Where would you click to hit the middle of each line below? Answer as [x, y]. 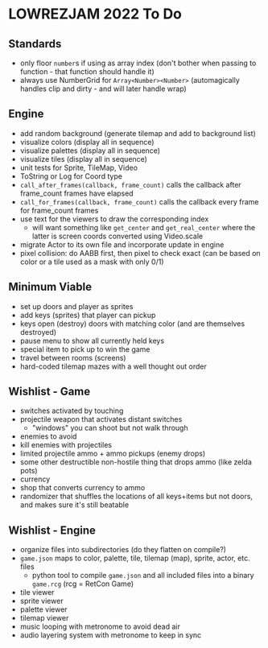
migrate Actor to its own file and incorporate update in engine [122, 244]
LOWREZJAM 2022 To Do [95, 14]
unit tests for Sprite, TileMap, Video [79, 167]
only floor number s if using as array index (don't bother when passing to [138, 63]
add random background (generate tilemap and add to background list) [138, 133]
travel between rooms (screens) [73, 357]
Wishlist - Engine [52, 530]
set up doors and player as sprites [76, 306]
